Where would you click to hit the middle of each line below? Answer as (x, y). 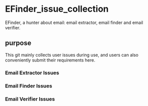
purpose (18, 43)
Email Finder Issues (29, 85)
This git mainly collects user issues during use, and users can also (72, 55)
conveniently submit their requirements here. (50, 60)
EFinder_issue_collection (57, 9)
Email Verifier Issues (30, 99)
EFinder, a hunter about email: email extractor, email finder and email (74, 22)
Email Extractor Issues (32, 73)
